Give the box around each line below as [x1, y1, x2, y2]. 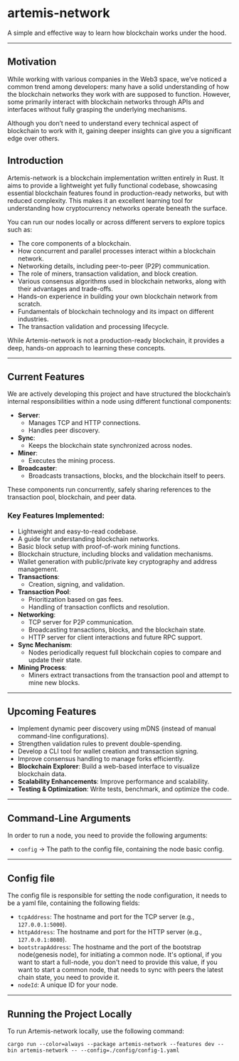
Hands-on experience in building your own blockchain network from [17, 292, 218, 300]
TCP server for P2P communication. [28, 617, 134, 626]
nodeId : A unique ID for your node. [17, 981, 119, 989]
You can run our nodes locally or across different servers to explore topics [7, 217, 225, 226]
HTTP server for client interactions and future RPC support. [28, 632, 203, 642]
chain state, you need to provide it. [17, 973, 119, 982]
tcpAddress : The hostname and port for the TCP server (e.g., [17, 913, 195, 921]
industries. [17, 315, 49, 323]
